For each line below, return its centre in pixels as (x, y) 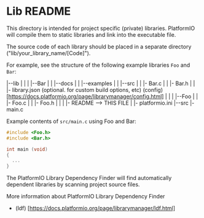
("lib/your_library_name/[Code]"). (49, 53)
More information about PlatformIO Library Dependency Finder (86, 197)
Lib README (39, 11)
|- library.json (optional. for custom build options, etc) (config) (85, 89)
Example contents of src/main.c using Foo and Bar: (71, 121)
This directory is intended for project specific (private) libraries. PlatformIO (101, 28)
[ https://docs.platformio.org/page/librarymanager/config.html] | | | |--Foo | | (102, 96)
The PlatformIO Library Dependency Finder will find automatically (89, 178)
